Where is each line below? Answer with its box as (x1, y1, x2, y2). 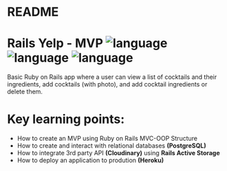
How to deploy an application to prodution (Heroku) (17, 156, 164, 165)
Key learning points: (7, 111, 125, 127)
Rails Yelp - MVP (7, 36, 103, 52)
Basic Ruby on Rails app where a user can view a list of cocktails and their (7, 73, 217, 81)
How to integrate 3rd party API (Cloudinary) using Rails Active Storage (17, 149, 220, 157)
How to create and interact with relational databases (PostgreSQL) (17, 141, 206, 150)
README (7, 4, 59, 20)
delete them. (7, 87, 43, 96)
